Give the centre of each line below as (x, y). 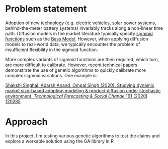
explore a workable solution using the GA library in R (60, 141)
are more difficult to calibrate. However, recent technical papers (71, 65)
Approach (26, 122)
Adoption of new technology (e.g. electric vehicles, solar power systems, (81, 23)
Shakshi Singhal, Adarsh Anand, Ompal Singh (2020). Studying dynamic (80, 85)
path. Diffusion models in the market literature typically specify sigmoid (79, 33)
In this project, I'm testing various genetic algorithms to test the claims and (82, 136)
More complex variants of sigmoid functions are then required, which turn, (82, 59)
